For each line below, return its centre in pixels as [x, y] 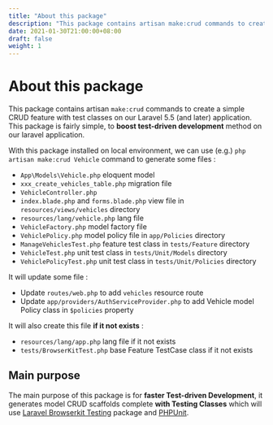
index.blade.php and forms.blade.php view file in [102, 201]
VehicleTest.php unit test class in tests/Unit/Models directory [123, 253]
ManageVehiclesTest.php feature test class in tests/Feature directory [135, 244]
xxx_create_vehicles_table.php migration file [96, 184]
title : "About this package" [58, 16]
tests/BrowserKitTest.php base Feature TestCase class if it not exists [136, 350]
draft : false [30, 39]
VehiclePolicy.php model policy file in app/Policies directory [123, 236]
